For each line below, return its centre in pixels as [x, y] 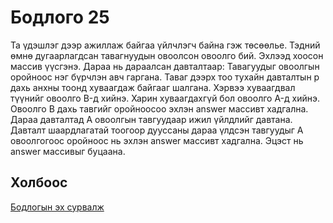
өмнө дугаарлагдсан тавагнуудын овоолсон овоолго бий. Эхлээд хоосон [167, 55]
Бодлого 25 [60, 17]
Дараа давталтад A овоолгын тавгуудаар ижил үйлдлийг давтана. [151, 119]
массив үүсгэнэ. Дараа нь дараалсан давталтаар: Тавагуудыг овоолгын [165, 66]
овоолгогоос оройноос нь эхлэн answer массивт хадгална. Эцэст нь [157, 140]
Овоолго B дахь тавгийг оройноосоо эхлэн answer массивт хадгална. [159, 108]
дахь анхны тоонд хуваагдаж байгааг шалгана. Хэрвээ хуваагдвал [153, 87]
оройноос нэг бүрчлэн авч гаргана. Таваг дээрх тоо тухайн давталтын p [165, 77]
